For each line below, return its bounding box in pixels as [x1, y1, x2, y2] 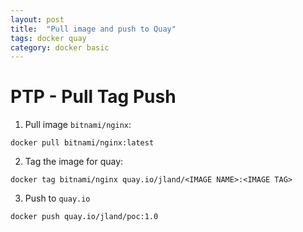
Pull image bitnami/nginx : [24, 119, 132, 131]
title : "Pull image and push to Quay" [10, 24, 177, 34]
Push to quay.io [24, 192, 91, 205]
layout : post [10, 14, 65, 25]
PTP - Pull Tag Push [10, 86, 177, 108]
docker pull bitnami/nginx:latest [10, 138, 155, 148]
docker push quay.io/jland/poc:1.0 [10, 212, 159, 222]
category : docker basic [10, 42, 110, 53]
